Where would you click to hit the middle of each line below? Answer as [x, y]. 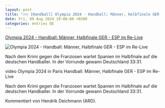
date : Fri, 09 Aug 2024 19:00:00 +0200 [46, 19]
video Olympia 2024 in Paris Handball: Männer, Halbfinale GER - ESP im [79, 72]
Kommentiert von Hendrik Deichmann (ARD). [51, 101]
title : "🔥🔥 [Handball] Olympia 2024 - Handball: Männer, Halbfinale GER [82, 14]
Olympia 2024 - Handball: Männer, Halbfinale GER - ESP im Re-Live [74, 37]
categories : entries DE [30, 23]
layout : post [19, 10]
